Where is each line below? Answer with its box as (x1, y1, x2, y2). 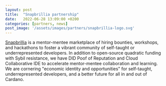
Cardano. (5, 77, 24, 83)
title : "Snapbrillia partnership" (5, 12, 79, 17)
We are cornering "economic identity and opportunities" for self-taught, (5, 66, 153, 72)
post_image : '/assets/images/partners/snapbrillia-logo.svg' (5, 26, 135, 31)
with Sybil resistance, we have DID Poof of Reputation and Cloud (5, 55, 138, 61)
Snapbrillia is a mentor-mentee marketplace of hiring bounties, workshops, (5, 39, 159, 45)
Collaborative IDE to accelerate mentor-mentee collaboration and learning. (5, 61, 158, 67)
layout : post (5, 7, 32, 12)
